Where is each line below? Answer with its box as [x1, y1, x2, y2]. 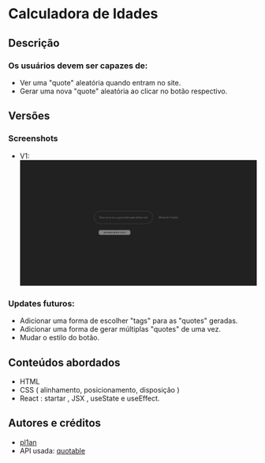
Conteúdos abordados [8, 355, 121, 369]
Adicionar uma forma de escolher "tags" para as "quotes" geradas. [19, 316, 238, 325]
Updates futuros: [8, 298, 75, 309]
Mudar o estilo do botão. [19, 333, 100, 343]
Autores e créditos [8, 416, 101, 430]
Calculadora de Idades [8, 5, 159, 23]
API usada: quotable [19, 446, 85, 455]
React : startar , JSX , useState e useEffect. [19, 393, 160, 404]
